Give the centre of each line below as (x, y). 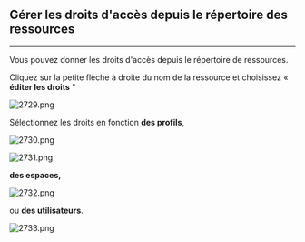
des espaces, (35, 175)
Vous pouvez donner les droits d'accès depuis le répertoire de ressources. (149, 59)
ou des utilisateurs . (46, 210)
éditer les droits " (43, 86)
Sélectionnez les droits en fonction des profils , (97, 122)
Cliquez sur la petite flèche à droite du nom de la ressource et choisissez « (149, 77)
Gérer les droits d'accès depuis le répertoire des (148, 15)
